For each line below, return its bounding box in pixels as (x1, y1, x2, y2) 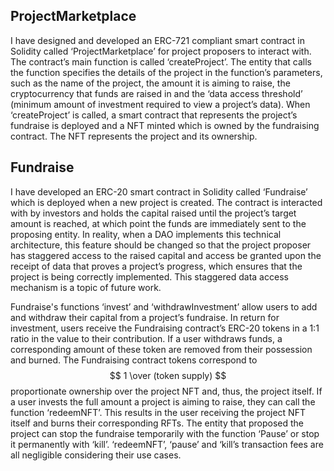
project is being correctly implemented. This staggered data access (10, 270, 289, 283)
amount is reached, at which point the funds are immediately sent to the (10, 217, 307, 229)
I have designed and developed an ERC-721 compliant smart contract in (10, 34, 305, 46)
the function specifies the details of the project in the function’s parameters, (10, 66, 323, 78)
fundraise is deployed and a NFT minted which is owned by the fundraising (10, 119, 320, 131)
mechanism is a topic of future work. (10, 281, 162, 293)
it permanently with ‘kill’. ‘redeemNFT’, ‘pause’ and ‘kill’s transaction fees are (10, 438, 324, 450)
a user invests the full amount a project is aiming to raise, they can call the (10, 395, 316, 408)
